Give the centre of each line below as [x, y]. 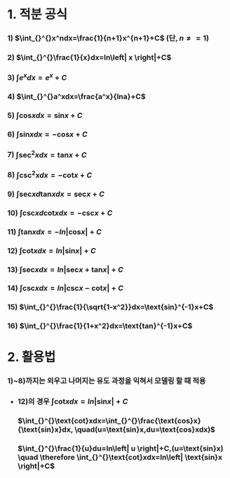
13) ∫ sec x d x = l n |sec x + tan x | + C [66, 269]
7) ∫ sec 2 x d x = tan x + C [47, 154]
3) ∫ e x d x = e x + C [37, 77]
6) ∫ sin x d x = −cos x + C [47, 134]
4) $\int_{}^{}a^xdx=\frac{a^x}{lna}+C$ [76, 97]
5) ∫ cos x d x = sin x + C [45, 115]
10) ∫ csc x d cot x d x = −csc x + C [60, 213]
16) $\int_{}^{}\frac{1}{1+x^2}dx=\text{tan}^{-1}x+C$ [100, 326]
